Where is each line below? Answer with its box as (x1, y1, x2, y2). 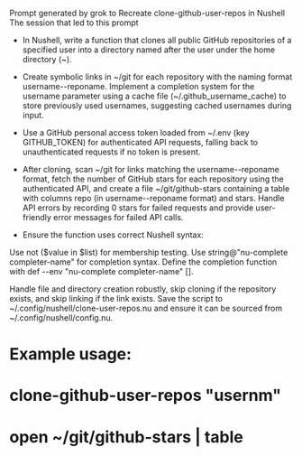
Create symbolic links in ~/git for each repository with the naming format (22, 71, 293, 82)
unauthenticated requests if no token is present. (22, 146, 201, 157)
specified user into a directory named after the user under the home (22, 44, 276, 55)
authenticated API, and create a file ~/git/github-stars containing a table (22, 183, 290, 193)
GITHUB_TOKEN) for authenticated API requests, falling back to (22, 137, 259, 147)
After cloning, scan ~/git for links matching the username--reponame (22, 164, 279, 174)
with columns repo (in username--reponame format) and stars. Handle (22, 193, 285, 203)
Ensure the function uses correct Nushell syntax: (22, 229, 205, 240)
